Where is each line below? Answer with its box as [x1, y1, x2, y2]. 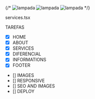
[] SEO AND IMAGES [12, 83, 55, 89]
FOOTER [12, 62, 31, 68]
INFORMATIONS [12, 57, 47, 63]
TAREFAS [5, 24, 25, 30]
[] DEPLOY [12, 88, 35, 94]
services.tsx [5, 15, 31, 20]
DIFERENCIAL [12, 51, 41, 57]
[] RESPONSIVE [12, 78, 45, 84]
